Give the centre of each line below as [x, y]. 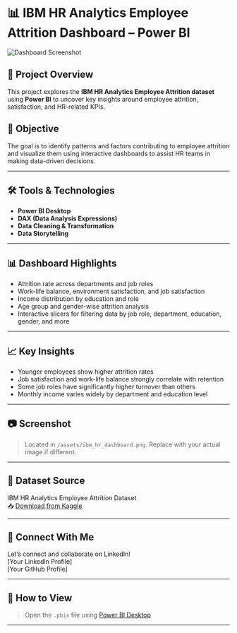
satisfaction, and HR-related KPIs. [56, 107]
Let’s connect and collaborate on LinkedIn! [69, 554]
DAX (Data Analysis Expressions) [67, 218]
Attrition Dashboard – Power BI [99, 33]
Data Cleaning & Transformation [66, 226]
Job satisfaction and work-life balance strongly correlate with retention [121, 379]
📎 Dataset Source [46, 481]
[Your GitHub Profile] [38, 569]
